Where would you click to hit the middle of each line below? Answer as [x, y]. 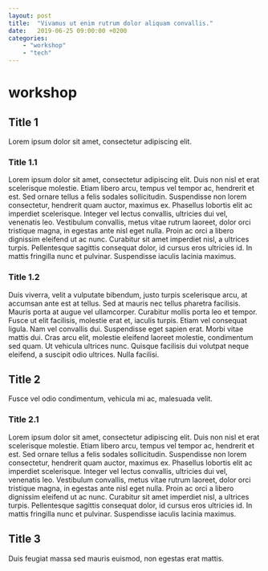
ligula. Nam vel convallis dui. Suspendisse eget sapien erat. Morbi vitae [126, 329]
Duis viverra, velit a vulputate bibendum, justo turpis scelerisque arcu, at [128, 294]
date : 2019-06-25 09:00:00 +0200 [68, 30]
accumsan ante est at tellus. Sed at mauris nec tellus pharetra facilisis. [124, 303]
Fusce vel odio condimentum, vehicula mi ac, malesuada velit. [110, 399]
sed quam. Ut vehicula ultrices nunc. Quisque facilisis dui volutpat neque [129, 346]
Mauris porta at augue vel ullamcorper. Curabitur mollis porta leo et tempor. [133, 312]
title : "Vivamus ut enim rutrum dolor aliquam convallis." [111, 23]
